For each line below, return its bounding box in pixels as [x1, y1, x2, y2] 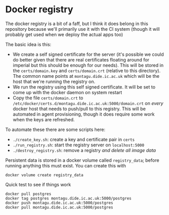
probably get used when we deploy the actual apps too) [5, 31, 123, 37]
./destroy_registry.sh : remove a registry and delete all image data [12, 147, 156, 153]
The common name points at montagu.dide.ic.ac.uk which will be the [12, 73, 160, 79]
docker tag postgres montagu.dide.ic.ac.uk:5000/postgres [5, 196, 132, 201]
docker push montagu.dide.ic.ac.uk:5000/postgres [5, 200, 114, 205]
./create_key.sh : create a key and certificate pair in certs [12, 136, 135, 142]
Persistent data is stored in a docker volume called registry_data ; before [5, 157, 160, 163]
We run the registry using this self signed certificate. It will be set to [12, 83, 156, 90]
